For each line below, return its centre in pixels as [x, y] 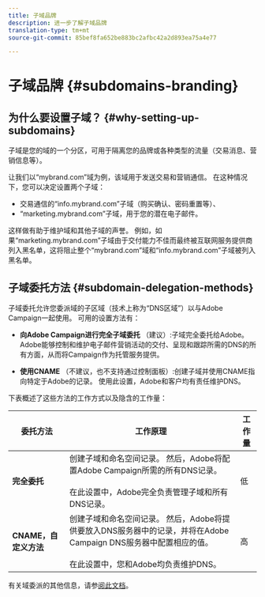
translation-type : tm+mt [49, 30]
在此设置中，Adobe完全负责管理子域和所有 [149, 493]
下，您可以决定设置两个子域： [56, 187]
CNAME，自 [35, 536]
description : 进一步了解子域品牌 [58, 23]
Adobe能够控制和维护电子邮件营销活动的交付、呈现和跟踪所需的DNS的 [134, 345]
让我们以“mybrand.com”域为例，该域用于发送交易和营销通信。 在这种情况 [128, 177]
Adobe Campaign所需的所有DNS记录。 [150, 470]
